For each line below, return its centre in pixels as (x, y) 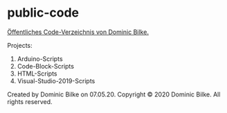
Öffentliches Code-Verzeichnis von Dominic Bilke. (78, 32)
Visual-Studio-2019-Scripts (56, 80)
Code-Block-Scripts (46, 66)
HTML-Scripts (37, 73)
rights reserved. (30, 101)
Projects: (20, 45)
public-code (43, 13)
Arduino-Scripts (40, 59)
